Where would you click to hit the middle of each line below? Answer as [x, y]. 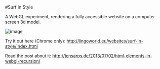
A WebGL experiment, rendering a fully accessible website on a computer [80, 17]
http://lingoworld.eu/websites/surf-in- [105, 41]
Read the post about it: [28, 56]
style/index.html [21, 46]
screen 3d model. [23, 22]
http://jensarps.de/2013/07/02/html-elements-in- [102, 56]
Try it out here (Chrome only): [35, 41]
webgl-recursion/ [23, 61]
